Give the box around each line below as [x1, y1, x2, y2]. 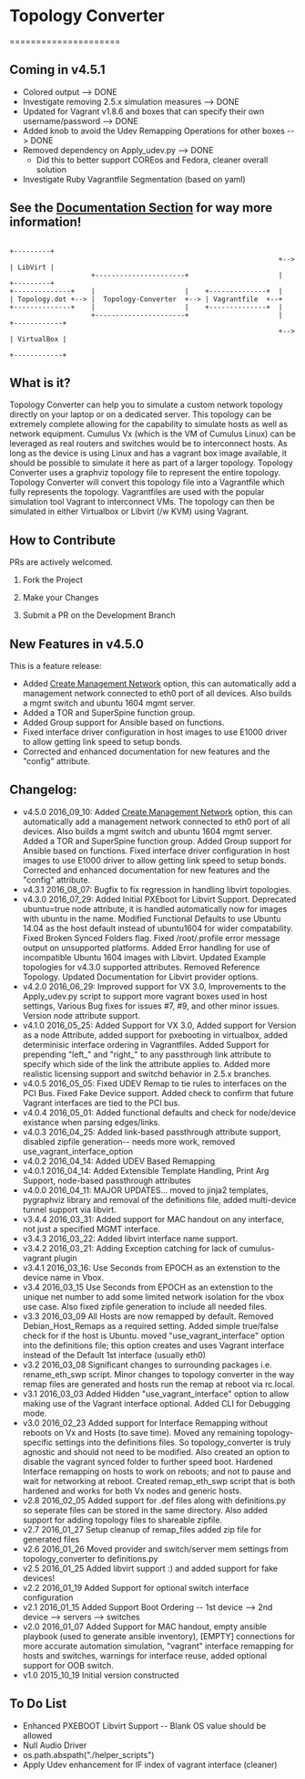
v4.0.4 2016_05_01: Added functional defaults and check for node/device [22, 1106, 297, 1118]
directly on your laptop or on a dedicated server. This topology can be [9, 409, 272, 420]
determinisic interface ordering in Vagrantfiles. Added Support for [22, 1039, 269, 1050]
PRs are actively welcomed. [9, 557, 114, 568]
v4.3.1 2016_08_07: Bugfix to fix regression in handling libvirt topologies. [22, 884, 292, 895]
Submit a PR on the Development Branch [22, 610, 176, 621]
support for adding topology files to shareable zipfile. [22, 1514, 223, 1525]
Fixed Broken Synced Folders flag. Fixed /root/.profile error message [22, 932, 280, 943]
